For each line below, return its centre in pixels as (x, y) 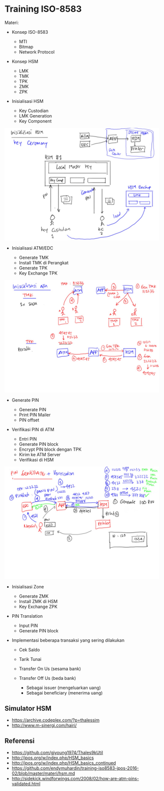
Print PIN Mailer (35, 415)
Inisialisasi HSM (27, 101)
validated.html (26, 784)
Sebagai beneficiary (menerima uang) (65, 693)
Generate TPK (33, 268)
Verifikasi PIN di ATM (33, 430)
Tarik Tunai (30, 659)
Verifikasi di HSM (36, 460)
